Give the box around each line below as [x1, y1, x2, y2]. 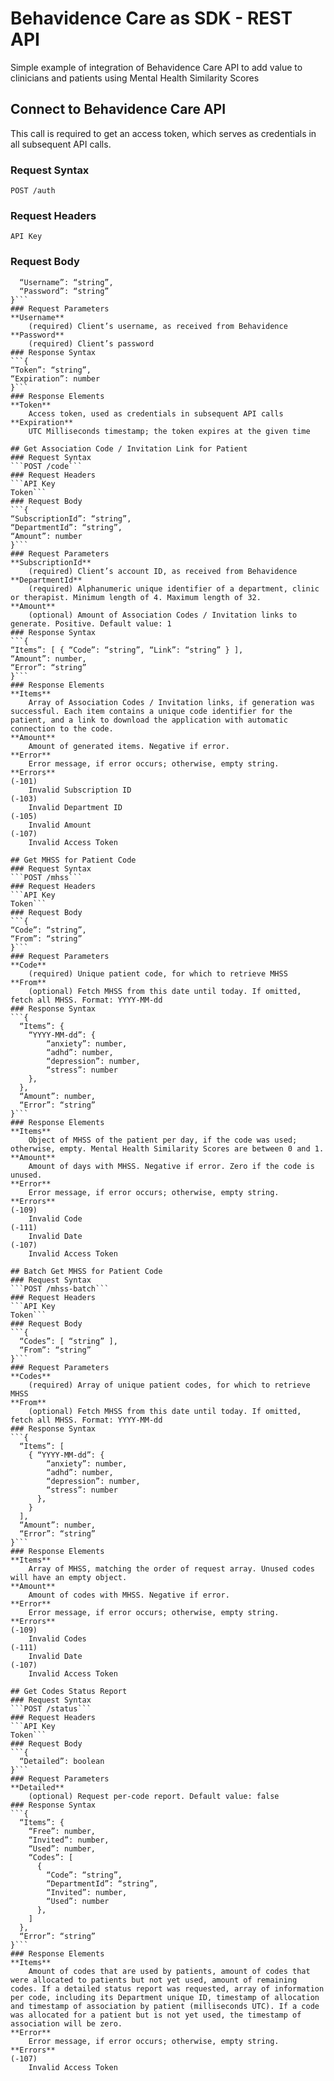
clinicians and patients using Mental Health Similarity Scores [10, 72, 260, 84]
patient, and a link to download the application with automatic [10, 715, 288, 725]
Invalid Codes [28, 1633, 87, 1644]
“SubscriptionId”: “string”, [10, 513, 132, 524]
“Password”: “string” [19, 286, 110, 296]
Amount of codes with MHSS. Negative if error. [28, 1590, 230, 1600]
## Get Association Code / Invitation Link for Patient [10, 443, 248, 454]
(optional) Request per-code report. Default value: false [28, 1791, 280, 1801]
